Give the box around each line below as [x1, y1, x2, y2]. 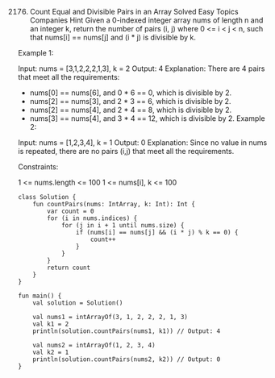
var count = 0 [47, 207, 94, 215]
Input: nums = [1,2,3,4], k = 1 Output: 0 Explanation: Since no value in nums [18, 138, 268, 147]
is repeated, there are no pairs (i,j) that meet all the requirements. [18, 147, 235, 156]
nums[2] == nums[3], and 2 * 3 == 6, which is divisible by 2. [29, 97, 231, 106]
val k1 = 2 [32, 320, 69, 328]
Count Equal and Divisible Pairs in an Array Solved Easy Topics [29, 7, 239, 16]
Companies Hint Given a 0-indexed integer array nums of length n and [29, 15, 264, 25]
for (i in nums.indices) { [47, 214, 138, 222]
